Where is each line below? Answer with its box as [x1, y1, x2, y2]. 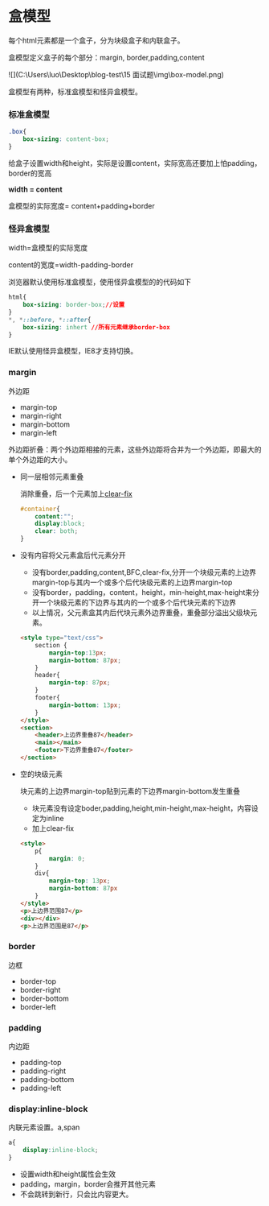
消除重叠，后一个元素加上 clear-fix [19, 489, 132, 498]
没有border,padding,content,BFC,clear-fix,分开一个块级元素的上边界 [31, 568, 257, 577]
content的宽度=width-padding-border [8, 260, 134, 270]
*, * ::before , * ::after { [8, 316, 92, 324]
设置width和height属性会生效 [19, 1169, 116, 1179]
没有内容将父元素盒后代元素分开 [19, 551, 126, 560]
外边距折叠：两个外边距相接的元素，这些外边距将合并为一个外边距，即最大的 [8, 444, 262, 454]
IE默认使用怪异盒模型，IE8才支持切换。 [8, 346, 138, 356]
